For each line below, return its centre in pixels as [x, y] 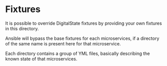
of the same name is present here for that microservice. [63, 43]
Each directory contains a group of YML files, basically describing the [78, 53]
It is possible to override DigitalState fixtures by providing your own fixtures [84, 23]
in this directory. [22, 28]
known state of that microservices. [41, 58]
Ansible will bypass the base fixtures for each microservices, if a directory [82, 38]
